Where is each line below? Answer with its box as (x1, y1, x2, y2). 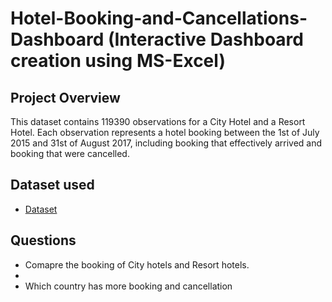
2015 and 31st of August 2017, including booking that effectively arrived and (10, 137, 323, 149)
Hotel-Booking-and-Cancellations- (10, 7, 308, 30)
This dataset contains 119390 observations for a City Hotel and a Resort (10, 116, 306, 127)
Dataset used (10, 177, 95, 194)
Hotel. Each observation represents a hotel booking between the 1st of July (10, 127, 320, 138)
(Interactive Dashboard (107, 28, 304, 51)
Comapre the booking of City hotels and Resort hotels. (24, 258, 250, 271)
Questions (10, 232, 77, 249)
